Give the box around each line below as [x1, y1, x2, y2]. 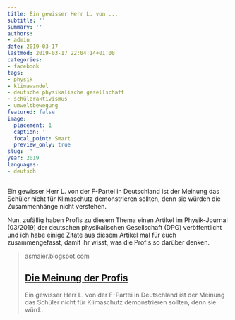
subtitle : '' [7, 17, 46, 24]
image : [7, 115, 27, 122]
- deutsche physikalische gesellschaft [7, 89, 125, 96]
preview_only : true [13, 142, 71, 149]
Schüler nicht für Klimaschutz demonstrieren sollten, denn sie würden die [7, 195, 221, 203]
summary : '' [7, 23, 42, 30]
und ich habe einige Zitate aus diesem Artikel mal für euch [7, 230, 176, 239]
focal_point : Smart [13, 135, 71, 142]
